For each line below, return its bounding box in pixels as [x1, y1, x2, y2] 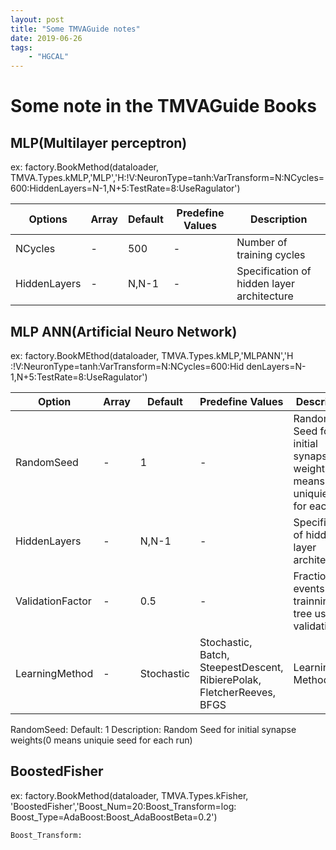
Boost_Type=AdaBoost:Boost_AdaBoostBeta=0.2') [10, 811, 218, 823]
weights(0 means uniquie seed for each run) [10, 734, 193, 746]
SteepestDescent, [199, 660, 284, 674]
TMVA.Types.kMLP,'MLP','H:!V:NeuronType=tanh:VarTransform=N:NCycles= [10, 172, 325, 184]
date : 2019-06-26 [10, 33, 83, 43]
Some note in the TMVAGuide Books [10, 95, 317, 118]
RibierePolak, [199, 672, 262, 686]
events [293, 581, 325, 595]
